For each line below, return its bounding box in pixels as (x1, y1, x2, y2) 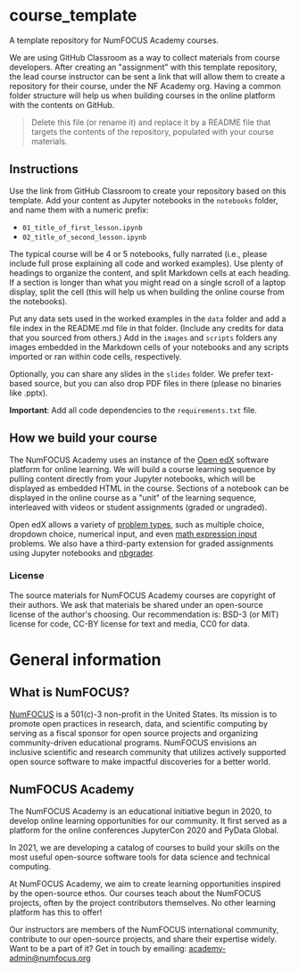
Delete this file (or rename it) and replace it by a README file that (30, 117, 271, 128)
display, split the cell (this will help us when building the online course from (9, 287, 286, 297)
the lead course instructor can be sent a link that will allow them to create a (9, 71, 286, 81)
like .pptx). (9, 387, 48, 398)
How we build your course (9, 430, 158, 446)
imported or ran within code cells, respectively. (9, 351, 182, 361)
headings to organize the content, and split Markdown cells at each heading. (9, 267, 291, 278)
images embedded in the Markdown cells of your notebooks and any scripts (9, 341, 289, 353)
